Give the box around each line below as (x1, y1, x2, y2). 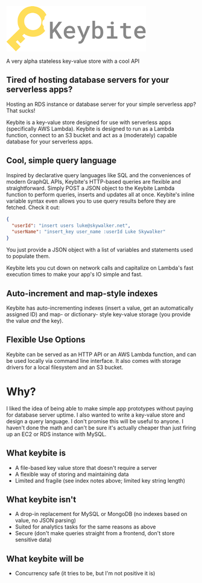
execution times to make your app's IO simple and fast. (6, 271, 143, 278)
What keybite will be (6, 553, 84, 564)
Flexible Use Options (6, 334, 86, 345)
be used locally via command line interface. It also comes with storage (6, 357, 181, 364)
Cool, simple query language (6, 155, 116, 166)
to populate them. (6, 253, 50, 260)
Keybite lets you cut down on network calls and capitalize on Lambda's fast (6, 264, 194, 272)
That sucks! (6, 106, 36, 114)
